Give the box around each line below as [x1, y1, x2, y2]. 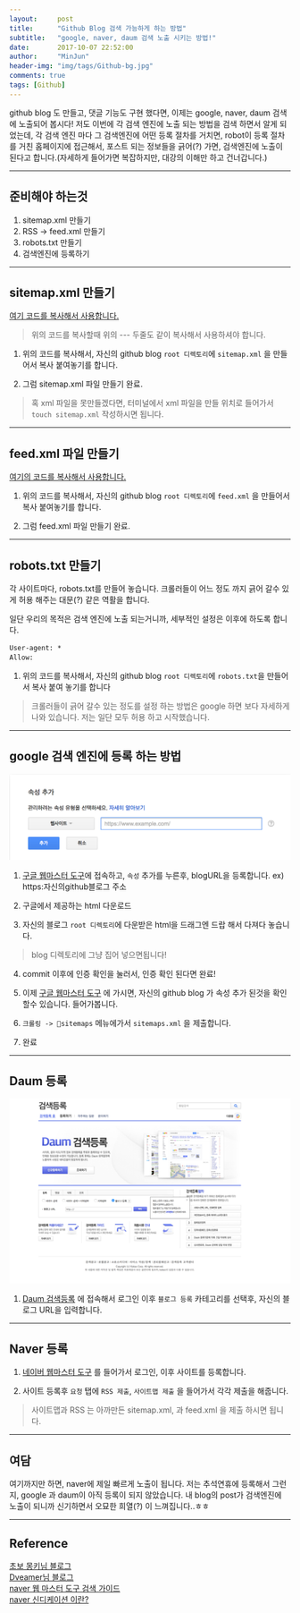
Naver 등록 [9, 1342, 69, 1357]
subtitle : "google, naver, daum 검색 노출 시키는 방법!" [9, 33, 217, 42]
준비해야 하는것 [9, 189, 88, 205]
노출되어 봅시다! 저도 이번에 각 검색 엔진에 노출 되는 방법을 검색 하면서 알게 [18, 118, 279, 129]
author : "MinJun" [9, 52, 90, 62]
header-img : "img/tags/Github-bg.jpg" [9, 62, 154, 71]
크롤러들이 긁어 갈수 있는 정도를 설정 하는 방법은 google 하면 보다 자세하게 [30, 700, 290, 711]
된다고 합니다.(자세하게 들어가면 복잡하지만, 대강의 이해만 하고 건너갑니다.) [9, 152, 268, 163]
